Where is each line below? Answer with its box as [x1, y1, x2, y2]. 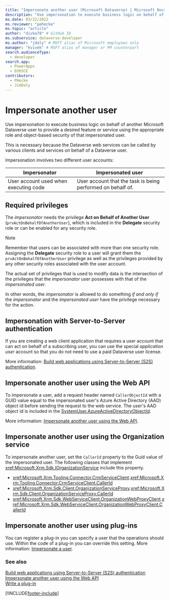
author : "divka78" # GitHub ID [5, 31, 71, 36]
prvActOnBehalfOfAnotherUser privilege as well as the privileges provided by [5, 255, 163, 262]
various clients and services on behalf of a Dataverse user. [5, 147, 128, 153]
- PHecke [10, 78, 28, 83]
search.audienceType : [5, 50, 51, 55]
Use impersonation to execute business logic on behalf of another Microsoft [5, 121, 164, 127]
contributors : [5, 73, 35, 78]
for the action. [5, 302, 34, 308]
